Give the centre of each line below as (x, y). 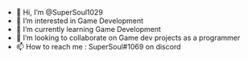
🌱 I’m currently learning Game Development (88, 29)
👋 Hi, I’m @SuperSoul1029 (59, 12)
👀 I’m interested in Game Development (79, 21)
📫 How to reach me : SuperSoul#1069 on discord (98, 47)
